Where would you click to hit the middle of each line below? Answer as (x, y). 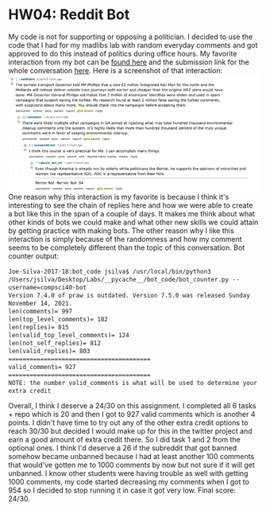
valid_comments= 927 (42, 367)
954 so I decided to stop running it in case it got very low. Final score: (122, 490)
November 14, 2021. (40, 303)
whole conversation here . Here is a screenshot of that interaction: (116, 70)
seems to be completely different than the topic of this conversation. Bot (127, 247)
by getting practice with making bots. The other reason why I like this (121, 230)
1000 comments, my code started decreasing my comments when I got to (129, 481)
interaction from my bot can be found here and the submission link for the (129, 62)
